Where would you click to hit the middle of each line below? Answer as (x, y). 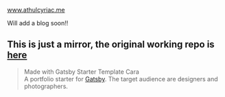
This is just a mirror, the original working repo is (111, 45)
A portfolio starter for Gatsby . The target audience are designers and (121, 79)
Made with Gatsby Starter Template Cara (81, 72)
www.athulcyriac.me (36, 10)
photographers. (46, 86)
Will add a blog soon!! (38, 23)
